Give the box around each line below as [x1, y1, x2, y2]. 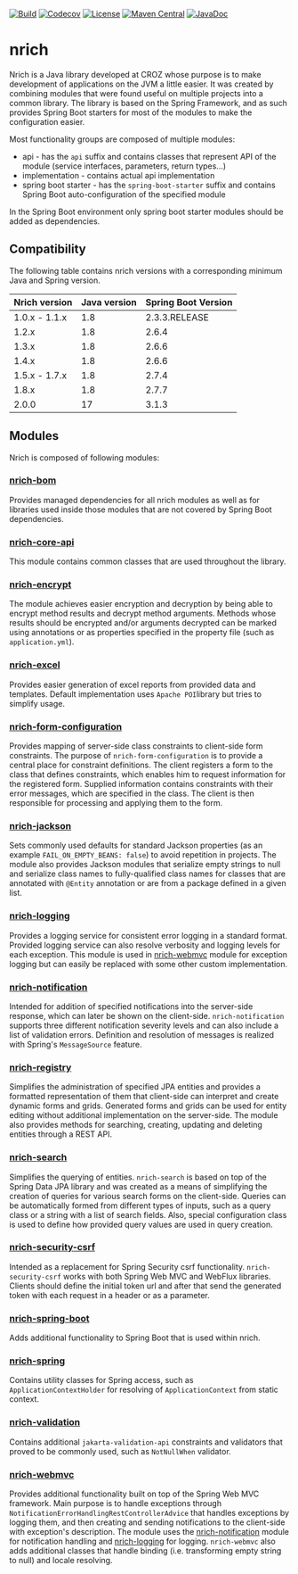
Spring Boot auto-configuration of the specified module [21, 188, 226, 200]
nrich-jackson [9, 819, 72, 832]
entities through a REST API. [9, 1129, 113, 1139]
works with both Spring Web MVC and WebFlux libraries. [63, 1271, 271, 1281]
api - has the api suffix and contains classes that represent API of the [21, 151, 277, 162]
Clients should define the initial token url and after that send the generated [9, 1280, 282, 1291]
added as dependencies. [9, 215, 101, 227]
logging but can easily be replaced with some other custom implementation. [9, 958, 288, 969]
